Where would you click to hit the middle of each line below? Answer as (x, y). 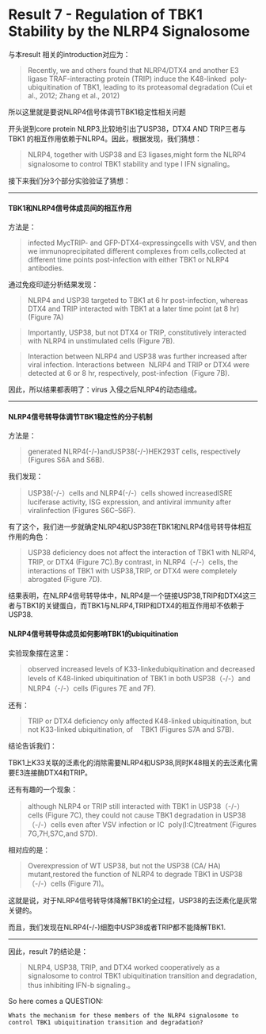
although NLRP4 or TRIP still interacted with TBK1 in (112, 806)
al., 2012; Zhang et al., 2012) (74, 95)
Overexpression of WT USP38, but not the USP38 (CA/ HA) (124, 865)
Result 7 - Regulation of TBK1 (106, 15)
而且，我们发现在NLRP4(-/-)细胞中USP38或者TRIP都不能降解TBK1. (117, 927)
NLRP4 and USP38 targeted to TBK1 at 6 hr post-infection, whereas (138, 301)
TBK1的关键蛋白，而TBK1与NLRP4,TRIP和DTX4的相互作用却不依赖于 (133, 606)
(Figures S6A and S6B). (66, 460)
